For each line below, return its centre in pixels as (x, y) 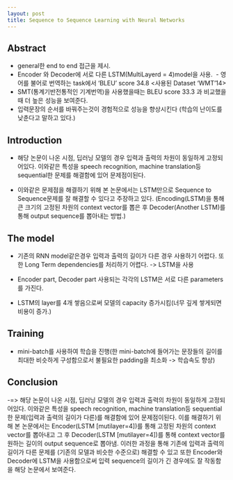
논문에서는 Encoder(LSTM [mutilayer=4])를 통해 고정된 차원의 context (119, 426)
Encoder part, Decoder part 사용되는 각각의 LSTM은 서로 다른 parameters (120, 279)
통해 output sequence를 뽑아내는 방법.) (72, 216)
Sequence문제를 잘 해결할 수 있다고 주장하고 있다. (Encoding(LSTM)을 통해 (121, 199)
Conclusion (33, 382)
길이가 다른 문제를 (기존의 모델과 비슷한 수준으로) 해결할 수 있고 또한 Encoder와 (115, 452)
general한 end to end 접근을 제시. (64, 66)
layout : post (26, 14)
